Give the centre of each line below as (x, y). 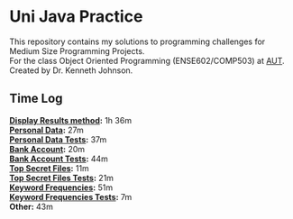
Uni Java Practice (76, 17)
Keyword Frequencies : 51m (61, 187)
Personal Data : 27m (46, 130)
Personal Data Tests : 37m (58, 139)
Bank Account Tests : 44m (59, 159)
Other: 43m (32, 206)
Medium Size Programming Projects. (77, 50)
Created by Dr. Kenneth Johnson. (71, 70)
